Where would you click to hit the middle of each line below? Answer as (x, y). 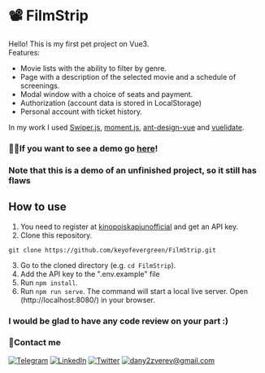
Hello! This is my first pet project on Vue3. (79, 44)
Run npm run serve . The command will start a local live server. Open (134, 291)
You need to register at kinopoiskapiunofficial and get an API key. (129, 226)
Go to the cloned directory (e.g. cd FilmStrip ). (98, 265)
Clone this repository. (56, 235)
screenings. (40, 86)
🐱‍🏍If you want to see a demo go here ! (83, 148)
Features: (24, 52)
